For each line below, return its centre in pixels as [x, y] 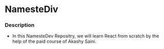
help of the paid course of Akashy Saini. [54, 41]
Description [20, 25]
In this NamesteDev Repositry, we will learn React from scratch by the [86, 36]
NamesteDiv [31, 9]
